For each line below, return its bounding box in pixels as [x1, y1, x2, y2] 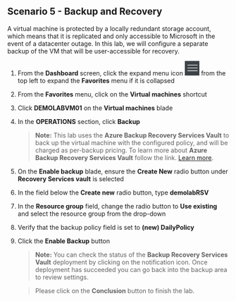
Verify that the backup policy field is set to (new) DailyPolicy [17, 223, 195, 231]
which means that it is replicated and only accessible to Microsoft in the [7, 32, 216, 40]
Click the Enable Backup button [17, 236, 111, 245]
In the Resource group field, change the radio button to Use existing [17, 202, 218, 210]
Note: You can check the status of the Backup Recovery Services [35, 250, 228, 259]
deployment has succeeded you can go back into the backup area [35, 265, 228, 274]
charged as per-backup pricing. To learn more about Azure [35, 146, 208, 154]
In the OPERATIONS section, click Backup [17, 117, 141, 125]
